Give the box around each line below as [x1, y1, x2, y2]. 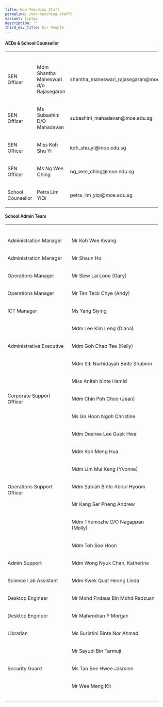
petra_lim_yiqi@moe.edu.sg [70, 192, 132, 199]
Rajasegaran [37, 88, 65, 95]
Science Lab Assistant [7, 577, 58, 584]
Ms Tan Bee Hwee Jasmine [71, 665, 133, 672]
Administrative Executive [7, 342, 64, 349]
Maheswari [37, 76, 63, 83]
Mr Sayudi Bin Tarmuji [71, 647, 122, 654]
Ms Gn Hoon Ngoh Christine [71, 413, 136, 419]
